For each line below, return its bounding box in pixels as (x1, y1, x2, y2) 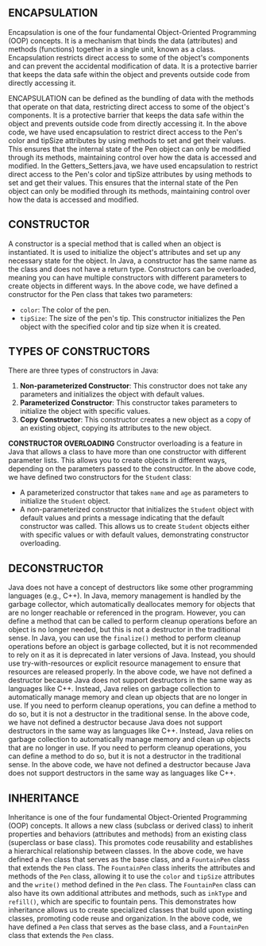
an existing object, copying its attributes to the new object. (19, 423, 212, 433)
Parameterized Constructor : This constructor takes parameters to (19, 398, 238, 407)
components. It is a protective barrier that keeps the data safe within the (8, 110, 245, 120)
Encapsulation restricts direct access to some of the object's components (8, 52, 250, 62)
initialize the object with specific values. (19, 407, 151, 416)
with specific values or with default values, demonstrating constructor (19, 530, 249, 539)
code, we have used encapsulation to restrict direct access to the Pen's (8, 127, 243, 137)
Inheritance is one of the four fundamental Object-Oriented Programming (8, 813, 248, 822)
